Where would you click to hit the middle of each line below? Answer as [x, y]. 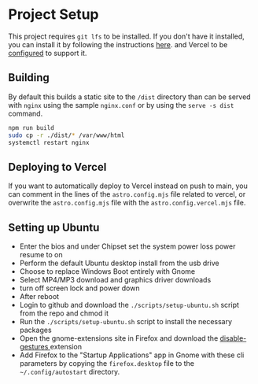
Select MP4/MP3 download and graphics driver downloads [115, 280]
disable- [233, 338]
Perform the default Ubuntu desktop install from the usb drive [119, 263]
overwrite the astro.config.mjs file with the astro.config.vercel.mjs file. [127, 203]
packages [36, 330]
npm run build [31, 127]
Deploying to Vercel [57, 167]
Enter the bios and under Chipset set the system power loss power [127, 246]
